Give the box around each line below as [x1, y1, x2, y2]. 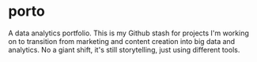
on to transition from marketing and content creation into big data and [8, 36, 236, 46]
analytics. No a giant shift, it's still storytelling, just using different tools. [8, 45, 240, 54]
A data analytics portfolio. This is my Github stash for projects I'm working [8, 28, 249, 38]
